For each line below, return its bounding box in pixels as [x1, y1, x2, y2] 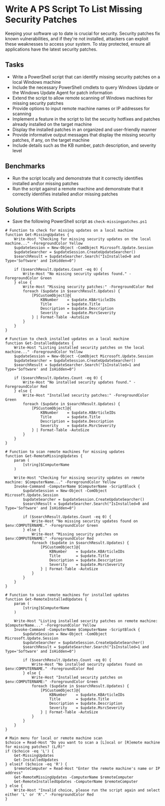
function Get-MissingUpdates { [5, 232, 70, 238]
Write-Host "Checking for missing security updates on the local [14, 237, 152, 242]
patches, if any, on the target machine [12, 137, 90, 143]
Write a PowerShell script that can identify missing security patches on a [12, 73, 161, 80]
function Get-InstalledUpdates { [5, 341, 74, 346]
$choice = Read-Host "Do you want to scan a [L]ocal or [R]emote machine [5, 740, 161, 745]
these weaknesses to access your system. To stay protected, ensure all [5, 41, 151, 47]
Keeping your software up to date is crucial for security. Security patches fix [5, 30, 161, 36]
